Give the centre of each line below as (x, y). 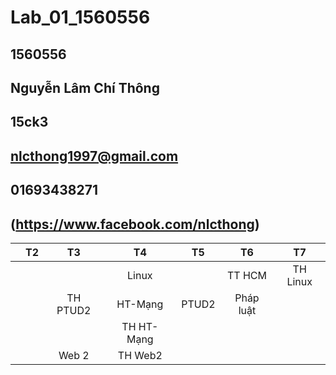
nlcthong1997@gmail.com (94, 156)
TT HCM (246, 275)
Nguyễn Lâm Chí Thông (85, 87)
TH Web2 (140, 355)
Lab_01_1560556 (80, 17)
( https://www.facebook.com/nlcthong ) (135, 224)
